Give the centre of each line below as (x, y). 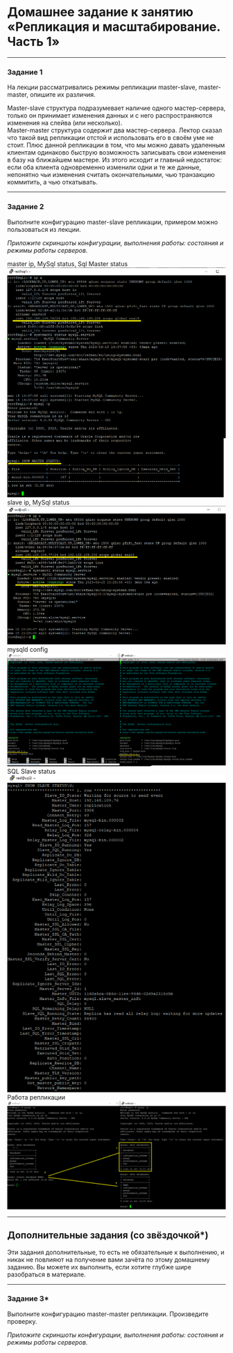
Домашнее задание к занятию (101, 12)
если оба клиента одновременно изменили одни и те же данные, (104, 167)
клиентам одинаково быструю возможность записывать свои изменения (116, 152)
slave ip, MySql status (38, 502)
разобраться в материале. (46, 1274)
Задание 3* (28, 1299)
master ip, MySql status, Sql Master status (68, 264)
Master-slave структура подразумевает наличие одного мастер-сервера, (116, 108)
